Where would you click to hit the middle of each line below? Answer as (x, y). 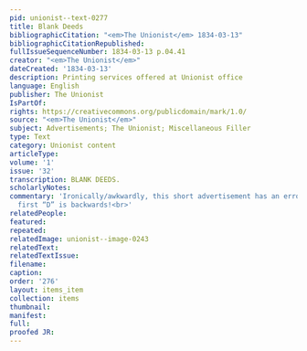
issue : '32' (32, 171)
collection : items (44, 298)
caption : (26, 273)
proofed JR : (32, 333)
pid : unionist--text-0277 (58, 18)
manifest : (28, 315)
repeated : (28, 230)
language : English (44, 86)
